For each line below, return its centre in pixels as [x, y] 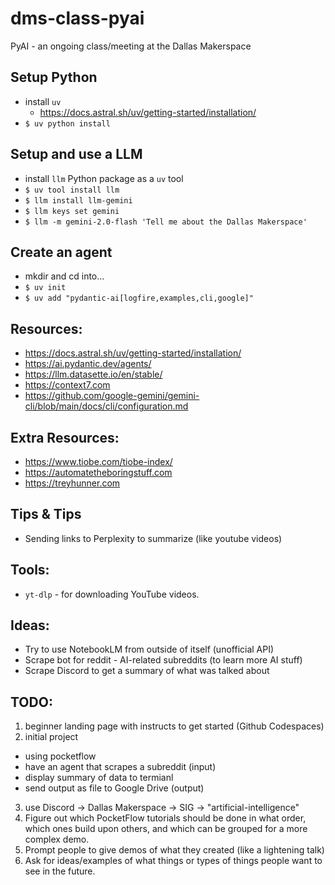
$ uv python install [67, 123]
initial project [51, 737]
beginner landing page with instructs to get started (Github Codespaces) [174, 726]
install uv [43, 101]
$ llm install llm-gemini [78, 200]
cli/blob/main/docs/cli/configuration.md [106, 406]
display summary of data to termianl [99, 778]
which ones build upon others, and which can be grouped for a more [166, 829]
